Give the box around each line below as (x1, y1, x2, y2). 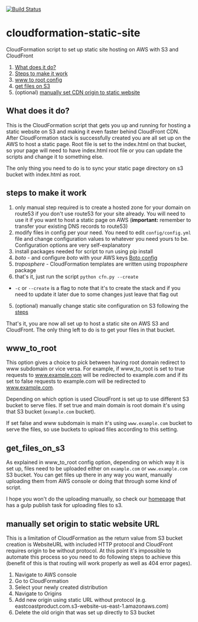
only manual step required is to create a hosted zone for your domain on (14, 204, 191, 211)
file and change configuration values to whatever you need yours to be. (14, 235, 189, 242)
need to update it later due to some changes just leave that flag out (14, 291, 178, 298)
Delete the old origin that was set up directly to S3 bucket (14, 609, 155, 615)
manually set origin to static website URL (6, 518, 160, 529)
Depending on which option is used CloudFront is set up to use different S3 (6, 395, 189, 402)
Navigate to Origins (14, 590, 62, 597)
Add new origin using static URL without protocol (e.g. (14, 597, 147, 603)
